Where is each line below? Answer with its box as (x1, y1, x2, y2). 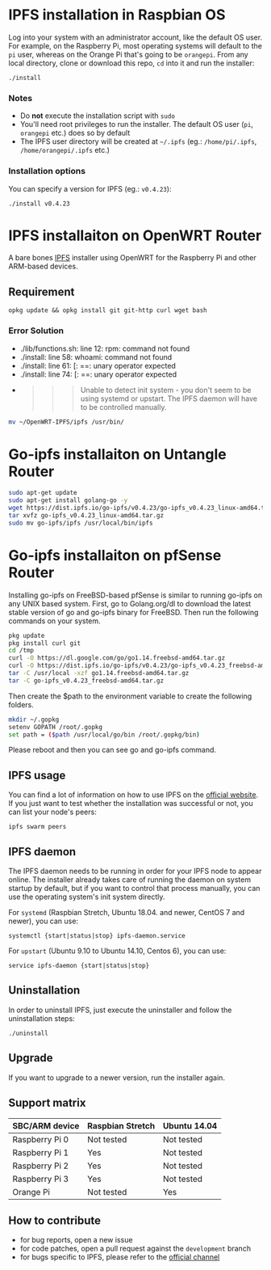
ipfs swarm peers (8, 823, 67, 831)
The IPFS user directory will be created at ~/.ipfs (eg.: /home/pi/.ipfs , (19, 137, 257, 146)
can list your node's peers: (8, 807, 97, 817)
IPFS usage (8, 768, 66, 782)
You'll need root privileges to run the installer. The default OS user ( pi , (19, 120, 254, 129)
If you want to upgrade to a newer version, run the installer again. (8, 1073, 226, 1082)
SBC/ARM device (12, 1120, 80, 1131)
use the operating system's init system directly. (8, 892, 165, 902)
